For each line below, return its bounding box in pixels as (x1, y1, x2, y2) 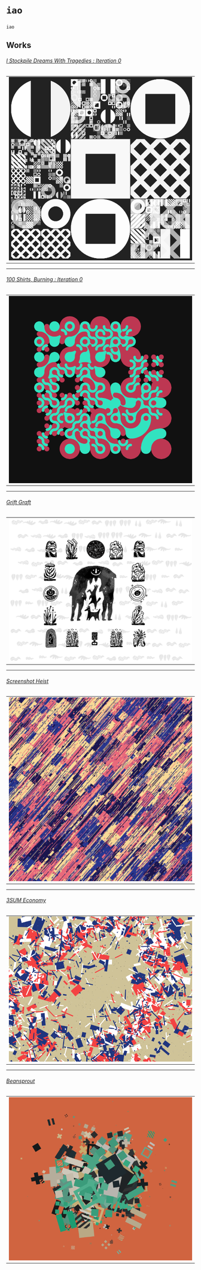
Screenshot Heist (6, 677, 49, 684)
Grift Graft (6, 498, 31, 505)
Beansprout (6, 1077, 35, 1085)
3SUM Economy (6, 897, 47, 904)
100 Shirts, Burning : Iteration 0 (6, 276, 83, 283)
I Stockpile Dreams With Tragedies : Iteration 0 (6, 57, 121, 64)
